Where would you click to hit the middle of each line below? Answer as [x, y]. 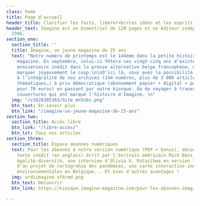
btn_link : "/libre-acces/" [45, 128]
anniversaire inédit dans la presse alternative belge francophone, [104, 67]
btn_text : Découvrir [37, 183]
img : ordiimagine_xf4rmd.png [48, 178]
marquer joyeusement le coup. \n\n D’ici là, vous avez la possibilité [105, 72]
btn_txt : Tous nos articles [46, 133]
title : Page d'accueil [34, 17]
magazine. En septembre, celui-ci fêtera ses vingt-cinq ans [94, 61]
